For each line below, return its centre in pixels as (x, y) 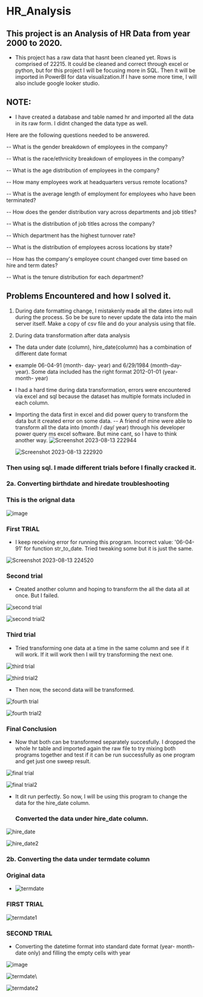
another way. (31, 440)
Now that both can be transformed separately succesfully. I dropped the (105, 742)
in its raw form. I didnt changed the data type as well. (82, 123)
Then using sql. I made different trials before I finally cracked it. (101, 468)
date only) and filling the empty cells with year (73, 953)
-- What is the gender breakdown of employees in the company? (87, 147)
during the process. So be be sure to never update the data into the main (106, 317)
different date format (41, 353)
